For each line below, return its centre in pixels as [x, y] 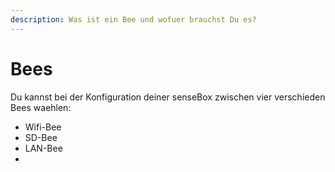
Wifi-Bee [43, 127]
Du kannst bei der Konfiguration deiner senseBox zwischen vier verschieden [168, 97]
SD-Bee [41, 137]
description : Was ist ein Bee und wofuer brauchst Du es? [133, 19]
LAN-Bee [43, 148]
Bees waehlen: [41, 107]
